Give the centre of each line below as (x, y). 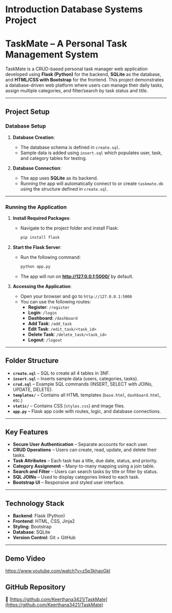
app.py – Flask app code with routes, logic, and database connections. (87, 411)
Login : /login (42, 312)
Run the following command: (50, 257)
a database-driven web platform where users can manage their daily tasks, (84, 85)
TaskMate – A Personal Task (66, 44)
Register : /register (49, 307)
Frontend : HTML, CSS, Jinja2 (44, 521)
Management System (52, 55)
